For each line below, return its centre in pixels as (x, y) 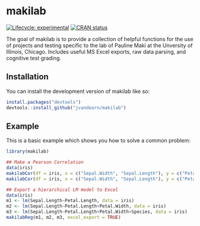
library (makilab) (28, 151)
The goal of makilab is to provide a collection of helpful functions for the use (100, 39)
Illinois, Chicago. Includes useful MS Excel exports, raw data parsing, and (96, 51)
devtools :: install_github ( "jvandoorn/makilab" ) (66, 108)
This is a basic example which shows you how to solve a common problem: (98, 141)
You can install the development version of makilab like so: (78, 91)
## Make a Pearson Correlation (45, 162)
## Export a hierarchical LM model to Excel (62, 190)
